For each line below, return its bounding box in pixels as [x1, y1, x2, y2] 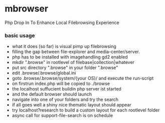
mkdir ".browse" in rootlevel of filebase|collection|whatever [12, 59, 135, 65]
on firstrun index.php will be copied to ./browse [12, 80, 110, 86]
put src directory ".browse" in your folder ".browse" [12, 64, 118, 70]
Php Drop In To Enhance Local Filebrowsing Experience [5, 19, 120, 25]
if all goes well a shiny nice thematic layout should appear [12, 102, 131, 108]
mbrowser [5, 3, 49, 14]
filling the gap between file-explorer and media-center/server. [12, 48, 140, 55]
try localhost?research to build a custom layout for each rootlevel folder [12, 107, 160, 113]
